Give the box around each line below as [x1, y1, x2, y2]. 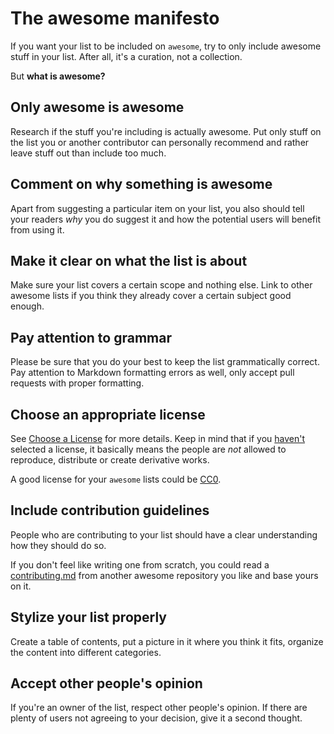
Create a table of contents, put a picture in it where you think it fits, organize [10, 635, 324, 647]
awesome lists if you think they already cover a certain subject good [10, 290, 292, 302]
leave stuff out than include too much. [10, 147, 167, 159]
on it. [10, 580, 32, 592]
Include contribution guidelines [10, 502, 210, 519]
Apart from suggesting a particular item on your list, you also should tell [10, 202, 305, 214]
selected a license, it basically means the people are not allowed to [10, 443, 287, 455]
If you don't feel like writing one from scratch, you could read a [10, 558, 270, 571]
